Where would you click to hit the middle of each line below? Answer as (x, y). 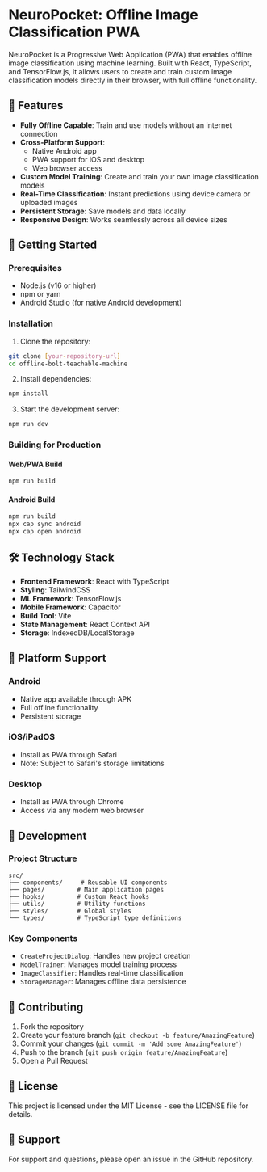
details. (21, 1114)
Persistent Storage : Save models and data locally (102, 211)
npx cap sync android (45, 524)
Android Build (32, 500)
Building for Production (55, 445)
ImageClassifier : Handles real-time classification (102, 973)
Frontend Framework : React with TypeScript (94, 581)
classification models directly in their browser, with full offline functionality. (133, 80)
